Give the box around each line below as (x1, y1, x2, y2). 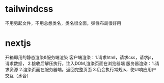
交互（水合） (5, 72, 31, 79)
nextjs (5, 38, 31, 49)
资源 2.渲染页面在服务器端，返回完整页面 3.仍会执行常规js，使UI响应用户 (9, 66, 156, 72)
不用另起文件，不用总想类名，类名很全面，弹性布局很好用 (5, 20, 121, 26)
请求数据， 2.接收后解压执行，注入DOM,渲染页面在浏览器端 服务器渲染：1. (5, 60, 155, 66)
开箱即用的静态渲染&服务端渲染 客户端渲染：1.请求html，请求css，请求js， (5, 54, 156, 60)
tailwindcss (5, 3, 54, 15)
